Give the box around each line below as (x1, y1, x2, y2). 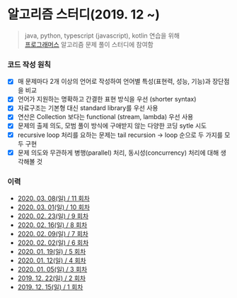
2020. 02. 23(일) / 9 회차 (17, 211, 89, 220)
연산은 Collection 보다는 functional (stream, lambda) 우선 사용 (17, 113, 194, 121)
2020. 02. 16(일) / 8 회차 (17, 221, 88, 229)
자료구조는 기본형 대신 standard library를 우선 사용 (17, 104, 158, 112)
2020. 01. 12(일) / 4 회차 (17, 256, 86, 265)
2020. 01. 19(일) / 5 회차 (17, 247, 86, 255)
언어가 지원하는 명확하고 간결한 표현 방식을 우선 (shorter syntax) (17, 95, 197, 104)
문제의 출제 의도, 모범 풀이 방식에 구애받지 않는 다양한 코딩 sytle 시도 (17, 121, 207, 130)
